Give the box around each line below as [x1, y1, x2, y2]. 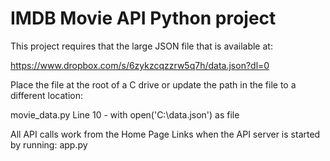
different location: [10, 89, 83, 101]
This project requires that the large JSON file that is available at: [10, 40, 273, 52]
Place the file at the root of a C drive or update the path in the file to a [10, 78, 297, 91]
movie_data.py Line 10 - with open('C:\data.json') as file [10, 108, 240, 121]
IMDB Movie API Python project [10, 7, 277, 30]
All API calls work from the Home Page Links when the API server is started [10, 128, 321, 140]
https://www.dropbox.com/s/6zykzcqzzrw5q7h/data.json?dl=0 [10, 59, 270, 71]
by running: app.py [10, 138, 88, 151]
